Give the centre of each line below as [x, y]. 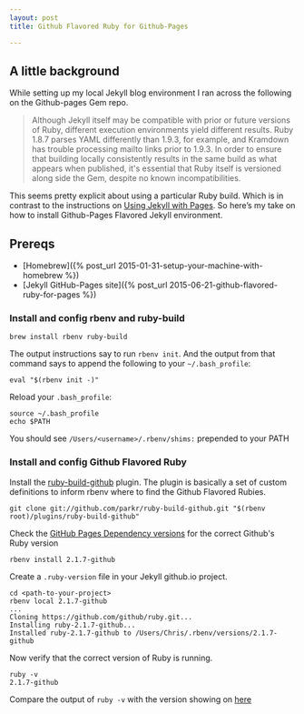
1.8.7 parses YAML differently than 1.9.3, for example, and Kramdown [160, 140]
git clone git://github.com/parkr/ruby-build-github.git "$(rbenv [137, 508]
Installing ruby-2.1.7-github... [73, 625]
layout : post [34, 18]
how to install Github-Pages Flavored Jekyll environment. [116, 216]
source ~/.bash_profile [54, 414]
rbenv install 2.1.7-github [63, 559]
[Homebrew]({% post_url [69, 266]
